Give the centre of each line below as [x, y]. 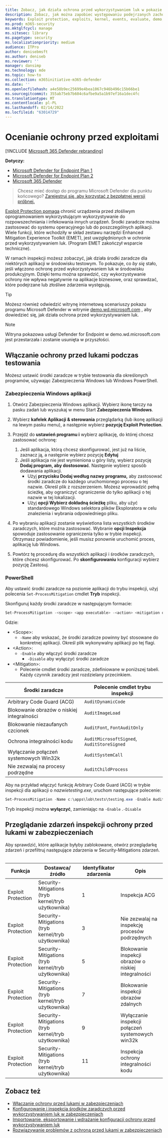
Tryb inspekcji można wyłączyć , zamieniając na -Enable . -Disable [73, 809]
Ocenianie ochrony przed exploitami [82, 137]
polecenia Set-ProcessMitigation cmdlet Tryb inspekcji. [63, 594]
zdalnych [131, 1004]
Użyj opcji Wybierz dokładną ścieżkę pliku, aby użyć [82, 503]
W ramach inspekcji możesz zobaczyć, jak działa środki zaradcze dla [76, 258]
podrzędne [20, 773]
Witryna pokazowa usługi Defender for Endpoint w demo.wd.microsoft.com [83, 334]
